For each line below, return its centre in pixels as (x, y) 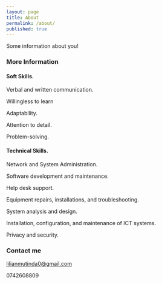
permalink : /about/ (31, 23)
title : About (23, 18)
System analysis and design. (42, 211)
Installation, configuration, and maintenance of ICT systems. (81, 223)
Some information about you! (42, 46)
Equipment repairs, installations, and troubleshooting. (73, 199)
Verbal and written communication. (50, 90)
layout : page (23, 12)
